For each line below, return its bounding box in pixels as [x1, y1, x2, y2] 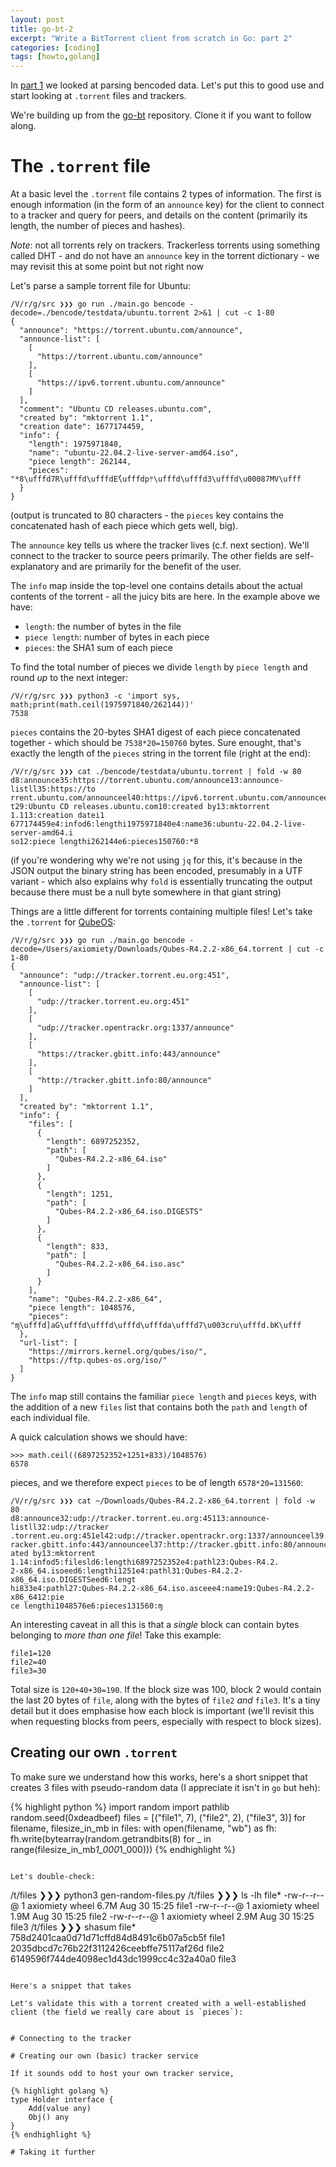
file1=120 [10, 1649, 52, 1659]
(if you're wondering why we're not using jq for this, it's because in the [10, 854, 303, 866]
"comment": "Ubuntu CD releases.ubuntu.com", [19, 404, 213, 415]
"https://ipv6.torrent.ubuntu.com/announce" [36, 378, 226, 388]
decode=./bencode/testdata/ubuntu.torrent [10, 308, 190, 318]
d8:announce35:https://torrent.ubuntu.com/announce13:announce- [10, 776, 284, 786]
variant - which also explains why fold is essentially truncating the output [10, 876, 313, 888]
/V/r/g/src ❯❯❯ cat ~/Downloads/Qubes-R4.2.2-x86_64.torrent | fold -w [10, 1496, 315, 1506]
